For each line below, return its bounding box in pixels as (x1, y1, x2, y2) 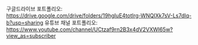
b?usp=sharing (6, 19, 44, 26)
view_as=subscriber (6, 32, 56, 39)
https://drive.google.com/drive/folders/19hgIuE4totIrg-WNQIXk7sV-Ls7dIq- (6, 12, 192, 19)
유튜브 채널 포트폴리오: (44, 19, 98, 26)
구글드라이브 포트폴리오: (6, 5, 63, 12)
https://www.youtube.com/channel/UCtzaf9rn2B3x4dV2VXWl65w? (6, 26, 173, 33)
